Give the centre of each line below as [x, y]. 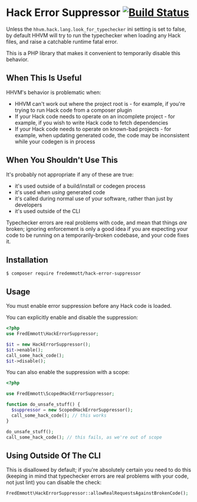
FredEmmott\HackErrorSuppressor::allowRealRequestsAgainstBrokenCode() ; [97, 493]
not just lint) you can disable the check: [54, 482]
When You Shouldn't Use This [62, 160]
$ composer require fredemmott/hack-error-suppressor [74, 273]
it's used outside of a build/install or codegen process [80, 186]
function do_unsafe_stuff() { [43, 405]
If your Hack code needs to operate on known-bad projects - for [93, 129]
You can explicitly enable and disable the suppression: [72, 317]
